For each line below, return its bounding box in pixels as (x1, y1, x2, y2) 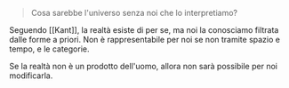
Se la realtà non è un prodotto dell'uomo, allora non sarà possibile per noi (9, 61, 278, 71)
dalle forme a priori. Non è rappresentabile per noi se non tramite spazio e (9, 35, 280, 44)
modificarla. (9, 70, 53, 81)
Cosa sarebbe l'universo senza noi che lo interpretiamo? (30, 8, 238, 18)
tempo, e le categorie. (9, 44, 90, 54)
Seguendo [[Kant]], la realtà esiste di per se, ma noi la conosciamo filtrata (9, 25, 279, 35)
